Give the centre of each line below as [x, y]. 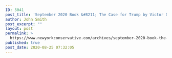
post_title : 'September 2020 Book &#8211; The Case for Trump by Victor [84, 15]
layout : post [19, 29]
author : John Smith [26, 19]
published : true [23, 43]
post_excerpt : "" [24, 24]
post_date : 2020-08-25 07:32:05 [40, 47]
